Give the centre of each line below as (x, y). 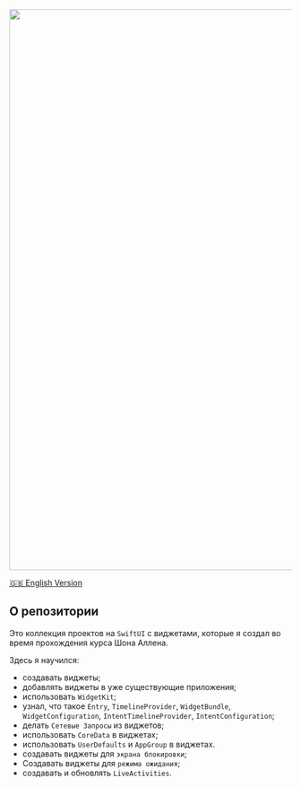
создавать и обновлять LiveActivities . (97, 773)
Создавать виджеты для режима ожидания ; (101, 763)
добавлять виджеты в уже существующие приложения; (129, 686)
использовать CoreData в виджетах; (90, 734)
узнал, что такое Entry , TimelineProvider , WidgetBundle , (126, 706)
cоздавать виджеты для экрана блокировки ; (104, 754)
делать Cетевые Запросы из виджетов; (93, 725)
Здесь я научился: (44, 660)
